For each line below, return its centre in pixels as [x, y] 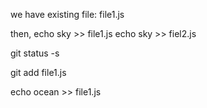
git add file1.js [38, 72]
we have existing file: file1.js [67, 14]
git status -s [35, 53]
